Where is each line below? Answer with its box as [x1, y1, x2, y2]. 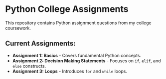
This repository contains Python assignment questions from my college [5, 20, 152, 26]
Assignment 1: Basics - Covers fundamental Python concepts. [12, 52, 142, 58]
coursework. [5, 25, 31, 31]
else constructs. [12, 63, 46, 69]
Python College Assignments [5, 3, 129, 15]
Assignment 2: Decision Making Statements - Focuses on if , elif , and [12, 58, 161, 64]
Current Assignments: [5, 39, 76, 48]
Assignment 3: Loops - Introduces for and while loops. [12, 68, 127, 74]
